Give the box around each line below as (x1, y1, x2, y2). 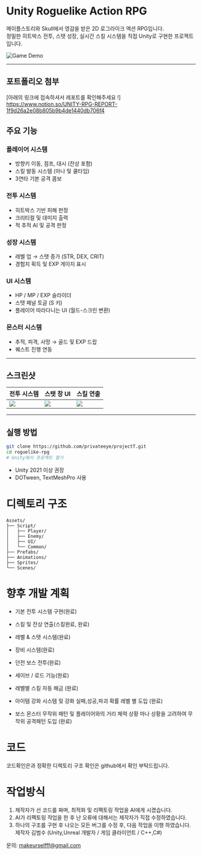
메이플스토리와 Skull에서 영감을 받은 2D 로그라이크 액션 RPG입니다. (6, 25, 164, 32)
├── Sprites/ (6, 560, 39, 566)
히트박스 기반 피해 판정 (14, 206, 69, 214)
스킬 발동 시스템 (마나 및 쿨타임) (14, 167, 90, 175)
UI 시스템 (6, 277, 31, 285)
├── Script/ (6, 522, 36, 529)
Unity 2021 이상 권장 (14, 466, 64, 474)
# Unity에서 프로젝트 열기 (6, 455, 64, 461)
